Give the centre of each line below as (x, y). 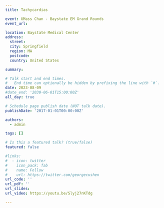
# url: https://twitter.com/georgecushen (52, 175)
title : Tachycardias (27, 10)
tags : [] (14, 133)
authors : (14, 120)
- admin (18, 124)
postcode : (20, 55)
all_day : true (20, 97)
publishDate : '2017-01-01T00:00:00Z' (44, 110)
